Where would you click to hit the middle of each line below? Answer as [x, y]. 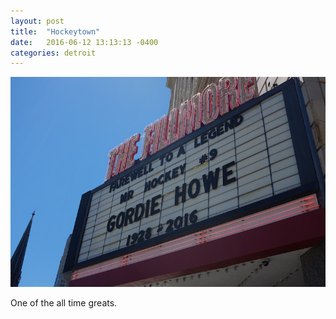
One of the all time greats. [64, 303]
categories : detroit [53, 53]
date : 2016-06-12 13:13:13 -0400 [84, 42]
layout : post [37, 21]
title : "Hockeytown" [55, 31]
